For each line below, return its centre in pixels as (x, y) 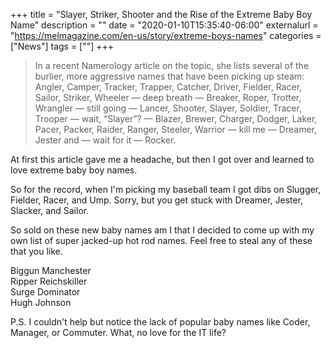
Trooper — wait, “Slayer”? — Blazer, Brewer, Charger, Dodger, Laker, (176, 118)
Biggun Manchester (51, 270)
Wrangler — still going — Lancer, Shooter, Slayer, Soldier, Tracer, (168, 108)
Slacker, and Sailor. (50, 210)
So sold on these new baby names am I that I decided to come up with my (162, 230)
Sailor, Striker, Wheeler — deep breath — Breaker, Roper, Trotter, (168, 97)
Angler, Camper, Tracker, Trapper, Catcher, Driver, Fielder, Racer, (168, 87)
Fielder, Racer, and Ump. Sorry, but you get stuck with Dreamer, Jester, (157, 200)
